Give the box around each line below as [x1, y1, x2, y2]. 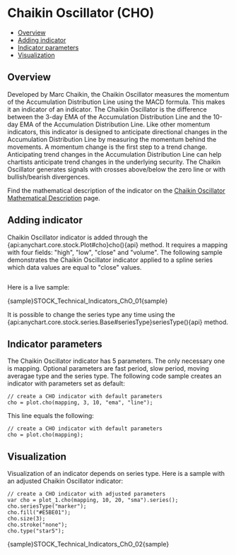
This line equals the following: [7, 412, 94, 420]
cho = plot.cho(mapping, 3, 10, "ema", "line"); [7, 399, 153, 407]
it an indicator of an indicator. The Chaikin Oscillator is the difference [7, 105, 207, 114]
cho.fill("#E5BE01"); [7, 509, 71, 516]
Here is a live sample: [7, 282, 70, 291]
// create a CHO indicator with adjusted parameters [7, 491, 166, 498]
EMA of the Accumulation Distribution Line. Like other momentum [20, 120, 211, 129]
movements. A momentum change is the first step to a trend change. [7, 143, 208, 151]
